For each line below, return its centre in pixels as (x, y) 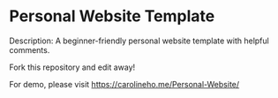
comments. (30, 49)
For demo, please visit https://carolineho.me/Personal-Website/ (124, 84)
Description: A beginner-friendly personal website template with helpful (139, 41)
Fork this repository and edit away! (72, 67)
